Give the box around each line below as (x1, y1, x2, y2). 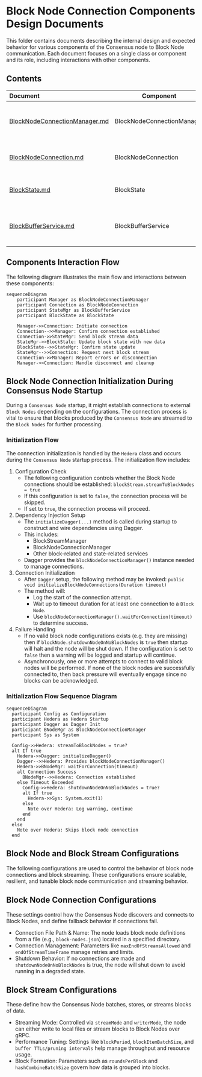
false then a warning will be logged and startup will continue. (23, 651, 176, 659)
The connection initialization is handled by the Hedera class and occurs (6, 449, 182, 456)
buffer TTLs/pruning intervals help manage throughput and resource (14, 1044, 191, 1052)
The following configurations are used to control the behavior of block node (6, 864, 194, 872)
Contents (6, 74, 42, 84)
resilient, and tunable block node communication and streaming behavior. (6, 877, 188, 885)
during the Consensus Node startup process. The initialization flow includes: (6, 456, 191, 463)
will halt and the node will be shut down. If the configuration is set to (23, 645, 194, 652)
